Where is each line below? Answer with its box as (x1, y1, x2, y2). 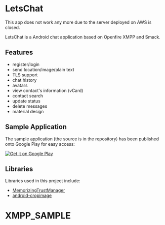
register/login (12, 61, 40, 67)
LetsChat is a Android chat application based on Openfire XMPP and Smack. (5, 34, 161, 40)
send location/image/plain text (12, 66, 75, 72)
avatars (12, 82, 28, 88)
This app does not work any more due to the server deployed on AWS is (5, 19, 152, 25)
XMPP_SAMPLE (5, 210, 71, 221)
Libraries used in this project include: (5, 178, 81, 184)
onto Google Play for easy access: (5, 141, 75, 147)
